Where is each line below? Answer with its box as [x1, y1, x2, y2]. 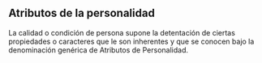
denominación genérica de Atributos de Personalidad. [8, 44, 189, 55]
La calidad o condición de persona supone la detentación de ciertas [8, 27, 235, 37]
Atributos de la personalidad [8, 6, 156, 20]
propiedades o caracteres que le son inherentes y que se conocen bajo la [8, 36, 255, 46]
